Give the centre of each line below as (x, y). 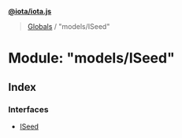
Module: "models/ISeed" (91, 58)
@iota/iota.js (30, 11)
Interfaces (28, 109)
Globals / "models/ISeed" (69, 26)
